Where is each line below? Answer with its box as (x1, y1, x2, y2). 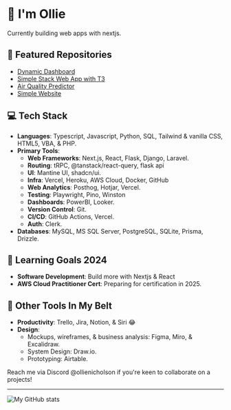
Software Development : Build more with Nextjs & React (16, 272, 175, 281)
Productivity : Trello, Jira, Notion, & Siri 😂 (16, 318, 136, 327)
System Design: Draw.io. (27, 347, 98, 356)
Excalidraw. (27, 340, 60, 349)
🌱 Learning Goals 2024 (7, 254, 108, 266)
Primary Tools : (16, 146, 60, 154)
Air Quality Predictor (16, 82, 75, 90)
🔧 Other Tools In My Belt (7, 300, 112, 311)
